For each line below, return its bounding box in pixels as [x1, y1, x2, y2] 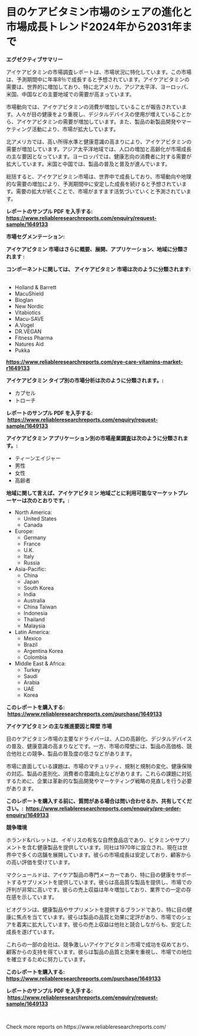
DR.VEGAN [14, 327, 42, 335]
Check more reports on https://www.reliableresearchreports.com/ [6, 1023, 167, 1030]
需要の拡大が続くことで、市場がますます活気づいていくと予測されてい [15, 187, 186, 195]
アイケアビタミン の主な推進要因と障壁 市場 [6, 722, 112, 729]
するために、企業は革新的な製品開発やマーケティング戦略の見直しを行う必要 [6, 777, 192, 785]
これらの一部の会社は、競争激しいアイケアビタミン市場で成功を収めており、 [6, 941, 192, 948]
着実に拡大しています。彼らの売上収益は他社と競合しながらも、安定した [16, 920, 192, 928]
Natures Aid [14, 340, 44, 348]
